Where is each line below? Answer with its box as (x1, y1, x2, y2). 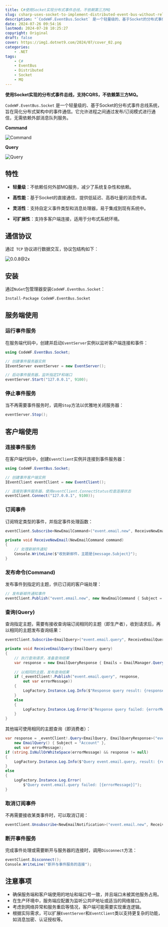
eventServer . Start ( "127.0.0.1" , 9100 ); (5, 377, 88, 382)
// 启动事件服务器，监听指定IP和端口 (5, 373, 72, 378)
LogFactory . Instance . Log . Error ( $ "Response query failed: (23, 707, 144, 712)
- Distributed (14, 68, 43, 73)
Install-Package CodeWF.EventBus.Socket (5, 296, 91, 301)
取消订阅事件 (5, 800, 36, 807)
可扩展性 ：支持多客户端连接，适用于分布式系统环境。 (12, 216, 122, 222)
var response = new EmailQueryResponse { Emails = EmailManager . (14, 660, 153, 665)
